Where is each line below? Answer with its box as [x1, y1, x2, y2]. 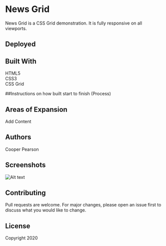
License [5, 221, 30, 230]
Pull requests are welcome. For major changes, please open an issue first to [5, 202, 161, 208]
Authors [5, 133, 31, 141]
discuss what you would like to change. [5, 207, 86, 213]
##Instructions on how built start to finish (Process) [5, 91, 111, 97]
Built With [5, 57, 36, 66]
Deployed [5, 40, 36, 49]
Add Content [5, 118, 31, 124]
